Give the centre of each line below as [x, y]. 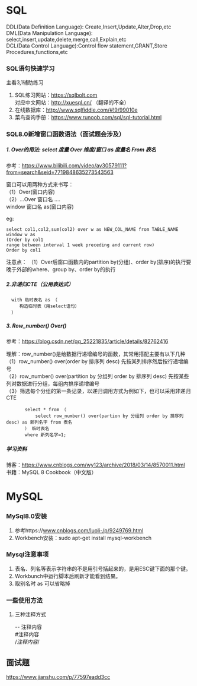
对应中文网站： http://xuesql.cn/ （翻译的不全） [72, 103]
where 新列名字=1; [46, 435]
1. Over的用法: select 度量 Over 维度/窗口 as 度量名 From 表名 [81, 150]
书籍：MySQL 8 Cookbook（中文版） [51, 472]
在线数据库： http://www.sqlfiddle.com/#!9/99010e [76, 110]
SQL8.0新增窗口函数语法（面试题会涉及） [66, 134]
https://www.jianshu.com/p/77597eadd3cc [58, 677]
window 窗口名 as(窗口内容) [40, 207]
